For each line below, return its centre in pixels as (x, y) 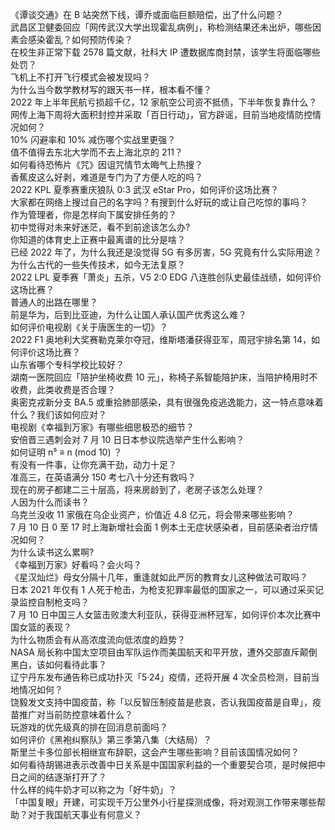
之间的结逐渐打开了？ (62, 777)
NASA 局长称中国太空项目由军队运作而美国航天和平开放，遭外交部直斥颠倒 (164, 652)
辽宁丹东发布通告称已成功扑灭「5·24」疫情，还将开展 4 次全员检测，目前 (161, 677)
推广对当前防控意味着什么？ (75, 714)
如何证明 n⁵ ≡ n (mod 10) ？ (66, 452)
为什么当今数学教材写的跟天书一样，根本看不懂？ (111, 89)
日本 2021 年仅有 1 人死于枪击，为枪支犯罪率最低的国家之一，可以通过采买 (163, 589)
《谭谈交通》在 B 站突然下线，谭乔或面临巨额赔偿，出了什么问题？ (147, 14)
